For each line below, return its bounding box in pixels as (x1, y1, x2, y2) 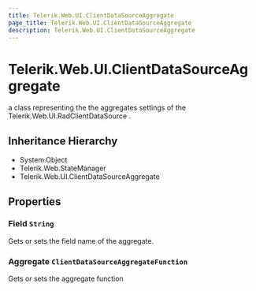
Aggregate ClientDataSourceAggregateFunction (8, 256, 188, 267)
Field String (8, 218, 54, 229)
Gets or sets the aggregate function (8, 274, 124, 284)
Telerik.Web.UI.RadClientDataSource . (8, 111, 132, 121)
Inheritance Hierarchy (8, 134, 118, 147)
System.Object (19, 155, 68, 165)
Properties (8, 195, 61, 208)
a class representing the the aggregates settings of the (8, 103, 187, 113)
